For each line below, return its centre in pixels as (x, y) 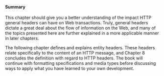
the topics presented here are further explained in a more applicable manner (82, 33)
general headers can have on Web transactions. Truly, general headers (77, 23)
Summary (15, 7)
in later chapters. (22, 38)
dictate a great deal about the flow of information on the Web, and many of (80, 28)
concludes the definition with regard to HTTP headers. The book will (74, 58)
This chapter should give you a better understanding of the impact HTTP (78, 18)
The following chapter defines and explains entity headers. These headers (80, 48)
